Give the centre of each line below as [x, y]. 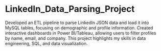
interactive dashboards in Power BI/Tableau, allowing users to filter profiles [81, 33]
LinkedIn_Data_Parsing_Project [70, 9]
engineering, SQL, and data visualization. [46, 43]
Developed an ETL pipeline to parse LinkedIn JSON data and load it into [77, 23]
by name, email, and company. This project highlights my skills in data [75, 38]
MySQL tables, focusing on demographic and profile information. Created [79, 27]
